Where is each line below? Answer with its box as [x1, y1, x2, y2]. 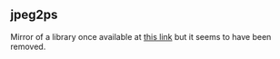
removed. [10, 41, 46, 52]
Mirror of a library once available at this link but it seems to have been [10, 31, 272, 42]
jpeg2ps [10, 7, 58, 23]
